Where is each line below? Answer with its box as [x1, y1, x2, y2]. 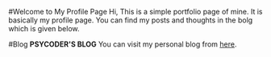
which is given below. [8, 24, 80, 33]
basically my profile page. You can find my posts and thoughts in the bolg [8, 15, 253, 25]
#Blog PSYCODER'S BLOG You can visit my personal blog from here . [8, 39, 237, 49]
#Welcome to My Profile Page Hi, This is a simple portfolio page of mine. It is [8, 7, 263, 16]
